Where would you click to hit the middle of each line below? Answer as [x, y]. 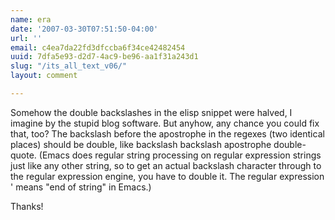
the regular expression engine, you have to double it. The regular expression [167, 176]
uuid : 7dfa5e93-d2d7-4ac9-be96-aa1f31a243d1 [104, 57]
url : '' [26, 38]
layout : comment [44, 76]
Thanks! [27, 206]
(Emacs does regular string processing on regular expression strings [180, 155]
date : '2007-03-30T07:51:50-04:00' [84, 29]
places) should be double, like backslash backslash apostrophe [141, 144]
